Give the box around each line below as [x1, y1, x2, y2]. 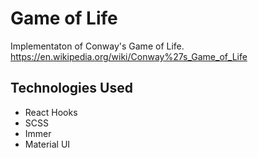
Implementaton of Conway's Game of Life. [10, 40, 185, 52]
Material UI [24, 138, 71, 150]
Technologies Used [10, 80, 133, 97]
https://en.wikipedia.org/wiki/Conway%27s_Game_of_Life [10, 50, 248, 62]
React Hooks [24, 106, 78, 118]
